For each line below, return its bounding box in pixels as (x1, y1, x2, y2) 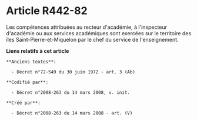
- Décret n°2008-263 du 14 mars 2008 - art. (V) (11, 110, 133, 116)
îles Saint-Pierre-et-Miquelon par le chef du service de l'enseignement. (6, 36, 179, 43)
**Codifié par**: (6, 79, 49, 85)
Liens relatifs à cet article (6, 47, 69, 54)
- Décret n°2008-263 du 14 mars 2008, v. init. (11, 89, 131, 95)
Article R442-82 (6, 4, 88, 18)
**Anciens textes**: (6, 59, 57, 65)
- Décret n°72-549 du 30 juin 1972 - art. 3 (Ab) (11, 69, 135, 75)
